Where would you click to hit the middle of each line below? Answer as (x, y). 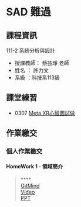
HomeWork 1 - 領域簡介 (35, 166)
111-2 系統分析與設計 (31, 51)
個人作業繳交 (24, 151)
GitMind (30, 186)
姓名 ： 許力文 (31, 70)
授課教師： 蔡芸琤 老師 (42, 63)
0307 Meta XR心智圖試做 (45, 113)
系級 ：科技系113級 (37, 77)
